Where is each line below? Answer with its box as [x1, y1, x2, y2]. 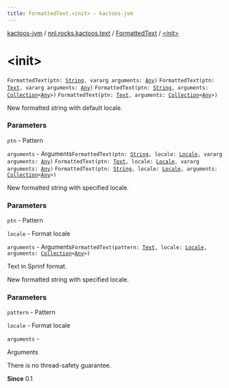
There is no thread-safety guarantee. [7, 361, 112, 369]
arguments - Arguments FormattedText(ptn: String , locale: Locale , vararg [7, 149, 223, 158]
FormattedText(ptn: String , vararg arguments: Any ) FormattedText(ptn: [7, 77, 215, 84]
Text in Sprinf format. [7, 262, 67, 271]
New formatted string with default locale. [7, 104, 123, 112]
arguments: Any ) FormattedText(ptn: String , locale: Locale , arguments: [7, 166, 218, 172]
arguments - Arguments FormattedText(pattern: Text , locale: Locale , [7, 243, 207, 251]
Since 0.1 [7, 375, 33, 383]
